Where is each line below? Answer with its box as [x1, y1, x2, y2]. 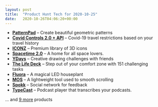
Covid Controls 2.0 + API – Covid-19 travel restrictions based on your [12, 35, 153, 41]
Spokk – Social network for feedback [12, 82, 87, 88]
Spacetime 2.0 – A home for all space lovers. [12, 51, 104, 56]
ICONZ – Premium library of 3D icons [12, 45, 87, 52]
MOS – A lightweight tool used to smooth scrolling [12, 77, 114, 82]
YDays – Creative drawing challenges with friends [12, 56, 114, 62]
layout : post [5, 7, 32, 12]
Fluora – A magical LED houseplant [12, 72, 83, 78]
